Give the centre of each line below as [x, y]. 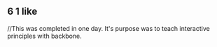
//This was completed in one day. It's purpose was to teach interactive [108, 28]
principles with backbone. [44, 36]
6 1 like [22, 12]
